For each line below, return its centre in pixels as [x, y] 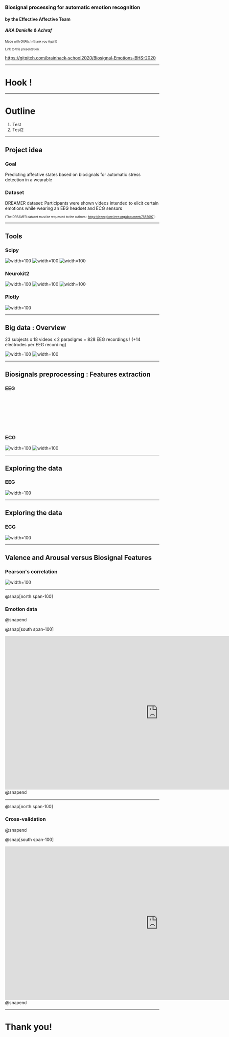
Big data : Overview [35, 328]
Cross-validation [25, 819]
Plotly [12, 297]
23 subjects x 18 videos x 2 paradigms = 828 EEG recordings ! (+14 [73, 339]
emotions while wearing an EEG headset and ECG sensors [64, 208]
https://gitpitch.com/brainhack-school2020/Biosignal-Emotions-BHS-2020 [80, 58]
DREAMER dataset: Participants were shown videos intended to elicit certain [82, 203]
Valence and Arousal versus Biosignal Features [79, 557]
